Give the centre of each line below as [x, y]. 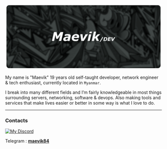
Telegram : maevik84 [27, 141]
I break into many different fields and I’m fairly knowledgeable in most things [83, 92]
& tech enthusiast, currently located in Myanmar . [53, 82]
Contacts [17, 120]
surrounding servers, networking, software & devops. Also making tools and [83, 97]
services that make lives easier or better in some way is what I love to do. [80, 103]
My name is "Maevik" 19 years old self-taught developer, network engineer [82, 77]
